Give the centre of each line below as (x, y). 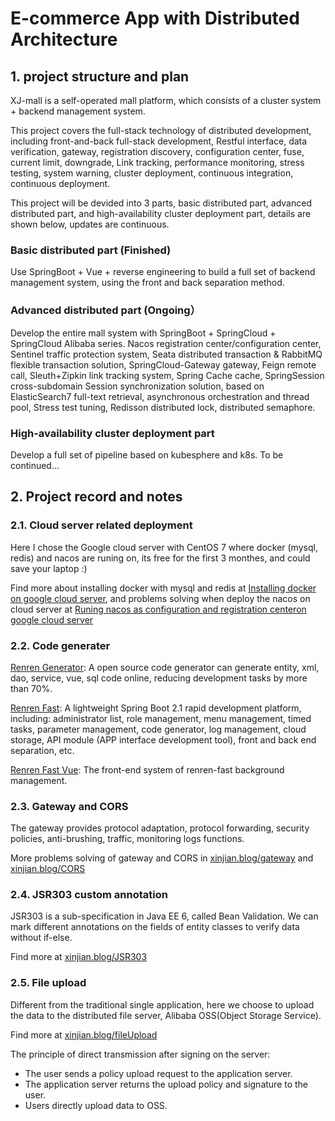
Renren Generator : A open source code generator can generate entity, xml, (165, 667)
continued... (35, 465)
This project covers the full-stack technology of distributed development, (161, 130)
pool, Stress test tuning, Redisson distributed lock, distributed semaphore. (163, 407)
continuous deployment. (60, 183)
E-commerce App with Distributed (155, 18)
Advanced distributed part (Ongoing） (105, 310)
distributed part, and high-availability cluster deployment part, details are (161, 213)
